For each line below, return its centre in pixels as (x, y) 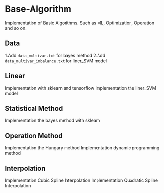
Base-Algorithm (38, 9)
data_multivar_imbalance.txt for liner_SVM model (56, 61)
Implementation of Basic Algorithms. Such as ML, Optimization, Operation (80, 23)
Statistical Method (34, 109)
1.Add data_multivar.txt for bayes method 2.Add (55, 55)
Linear (15, 76)
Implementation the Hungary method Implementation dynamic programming (82, 148)
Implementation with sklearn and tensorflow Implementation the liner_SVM (81, 88)
